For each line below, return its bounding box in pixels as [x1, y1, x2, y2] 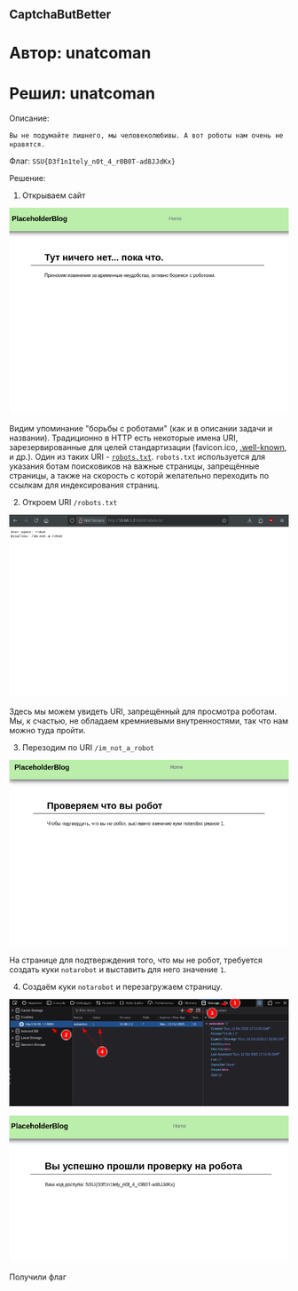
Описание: [9, 113, 50, 123]
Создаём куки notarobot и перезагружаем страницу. [21, 981, 223, 993]
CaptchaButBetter [9, 7, 112, 22]
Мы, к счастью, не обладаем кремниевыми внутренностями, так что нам [9, 716, 289, 726]
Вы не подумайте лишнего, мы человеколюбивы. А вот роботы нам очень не [9, 131, 284, 140]
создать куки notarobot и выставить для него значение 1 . [9, 964, 227, 975]
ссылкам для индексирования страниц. [9, 479, 160, 491]
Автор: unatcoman [9, 43, 152, 63]
